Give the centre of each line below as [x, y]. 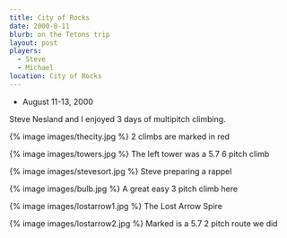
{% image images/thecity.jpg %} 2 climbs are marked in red [120, 137]
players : [26, 51]
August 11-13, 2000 [58, 101]
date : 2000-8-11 [39, 26]
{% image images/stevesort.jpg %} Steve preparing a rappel [121, 171]
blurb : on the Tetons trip [60, 34]
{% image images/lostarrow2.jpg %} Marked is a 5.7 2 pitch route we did [143, 223]
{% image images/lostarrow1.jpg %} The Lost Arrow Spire [116, 206]
